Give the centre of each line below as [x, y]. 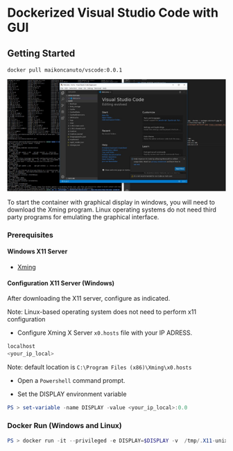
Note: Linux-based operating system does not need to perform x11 [102, 312]
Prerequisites [30, 235]
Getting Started [41, 53]
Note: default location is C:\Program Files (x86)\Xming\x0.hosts [100, 367]
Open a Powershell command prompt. [71, 380]
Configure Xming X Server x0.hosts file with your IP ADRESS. [105, 333]
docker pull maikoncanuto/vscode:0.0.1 [65, 70]
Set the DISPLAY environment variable [72, 394]
